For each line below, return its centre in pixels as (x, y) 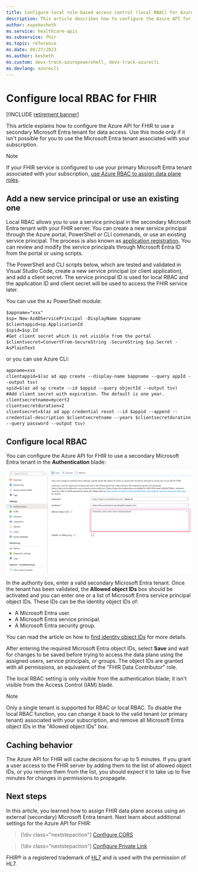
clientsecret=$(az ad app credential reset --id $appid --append (88, 412)
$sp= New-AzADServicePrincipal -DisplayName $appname (74, 319)
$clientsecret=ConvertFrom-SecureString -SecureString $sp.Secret (89, 342)
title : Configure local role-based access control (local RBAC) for (92, 12)
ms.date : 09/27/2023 (32, 50)
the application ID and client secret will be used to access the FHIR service (97, 283)
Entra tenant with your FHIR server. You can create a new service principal (96, 228)
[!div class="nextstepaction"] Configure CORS (77, 834)
